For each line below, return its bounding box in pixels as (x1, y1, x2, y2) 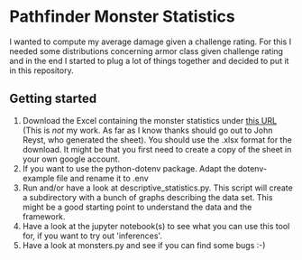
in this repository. (9, 65, 74, 76)
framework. (22, 210, 66, 222)
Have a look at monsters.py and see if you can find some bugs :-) (22, 239, 266, 250)
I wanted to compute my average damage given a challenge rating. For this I (9, 36, 291, 47)
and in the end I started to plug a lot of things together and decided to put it (9, 55, 289, 66)
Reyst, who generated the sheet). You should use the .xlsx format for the (22, 134, 293, 145)
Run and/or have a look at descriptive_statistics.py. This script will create (22, 182, 293, 193)
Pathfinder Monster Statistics (9, 6, 236, 27)
